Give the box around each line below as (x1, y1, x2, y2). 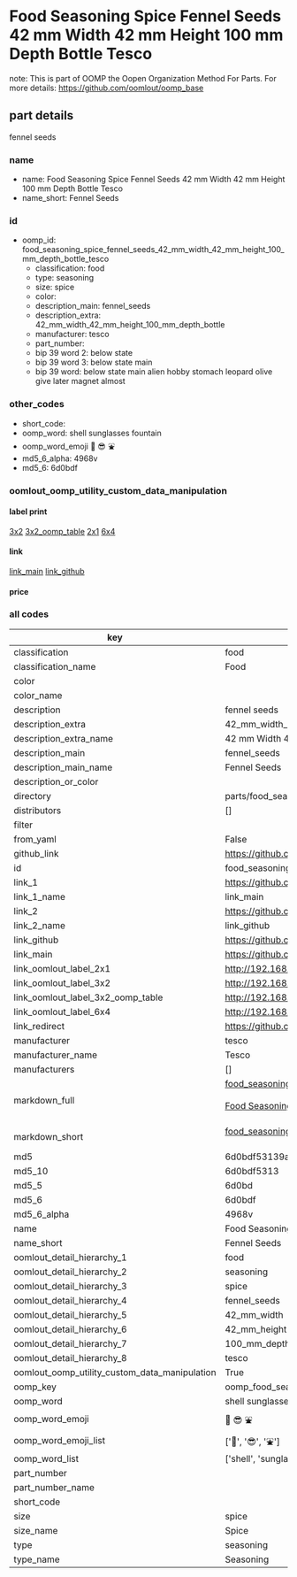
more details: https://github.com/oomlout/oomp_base (9, 82, 204, 93)
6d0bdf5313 (225, 1165, 279, 1177)
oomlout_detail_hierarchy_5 (13, 1308, 127, 1320)
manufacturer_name (13, 1049, 98, 1061)
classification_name (13, 660, 96, 673)
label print (9, 506, 48, 517)
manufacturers (13, 1063, 75, 1075)
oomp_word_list (13, 1452, 80, 1465)
